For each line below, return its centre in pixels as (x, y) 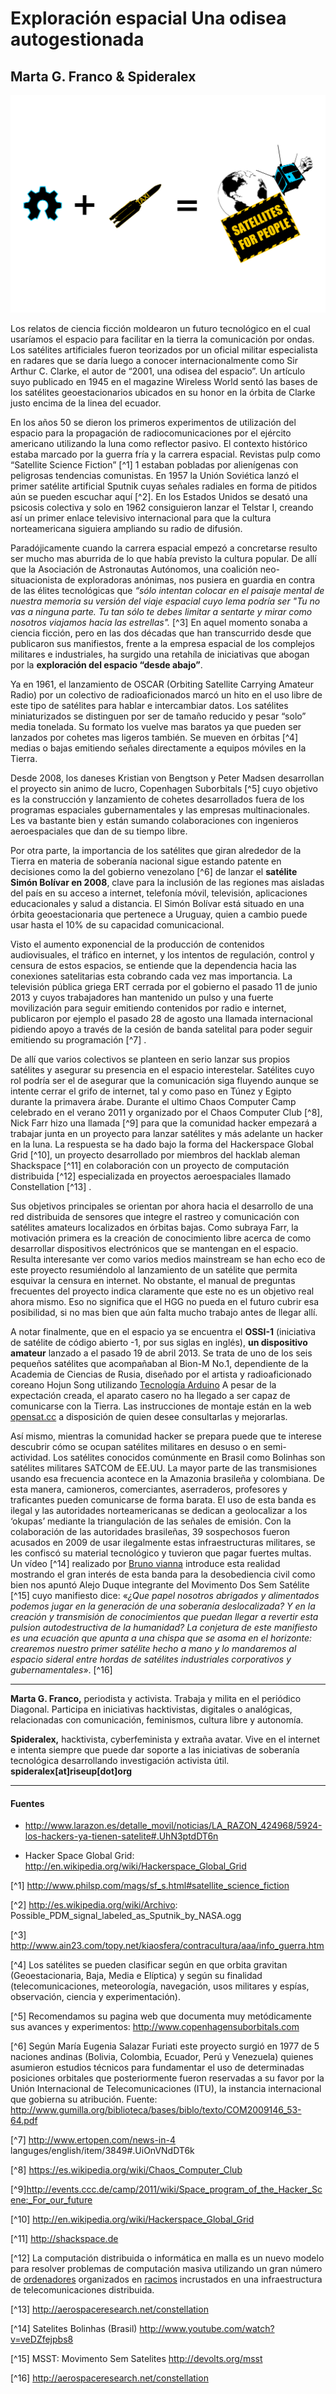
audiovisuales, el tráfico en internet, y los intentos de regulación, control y (162, 954)
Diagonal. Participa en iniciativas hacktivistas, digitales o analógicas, (151, 1709)
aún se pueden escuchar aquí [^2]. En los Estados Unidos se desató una (159, 496)
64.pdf (24, 2121)
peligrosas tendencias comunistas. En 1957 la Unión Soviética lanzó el (154, 475)
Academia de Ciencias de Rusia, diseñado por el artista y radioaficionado (161, 1374)
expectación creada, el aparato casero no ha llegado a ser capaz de (150, 1395)
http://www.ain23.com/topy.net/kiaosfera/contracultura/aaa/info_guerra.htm (167, 1946)
